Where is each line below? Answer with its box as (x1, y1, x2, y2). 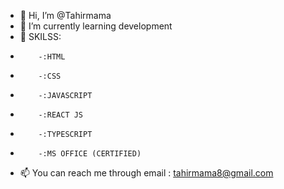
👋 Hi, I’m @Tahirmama (19, 10, 112, 21)
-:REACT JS (38, 110, 84, 120)
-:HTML (38, 52, 66, 62)
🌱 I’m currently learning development (19, 20, 173, 32)
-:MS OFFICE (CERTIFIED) (38, 149, 142, 159)
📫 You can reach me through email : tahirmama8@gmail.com (19, 167, 274, 179)
